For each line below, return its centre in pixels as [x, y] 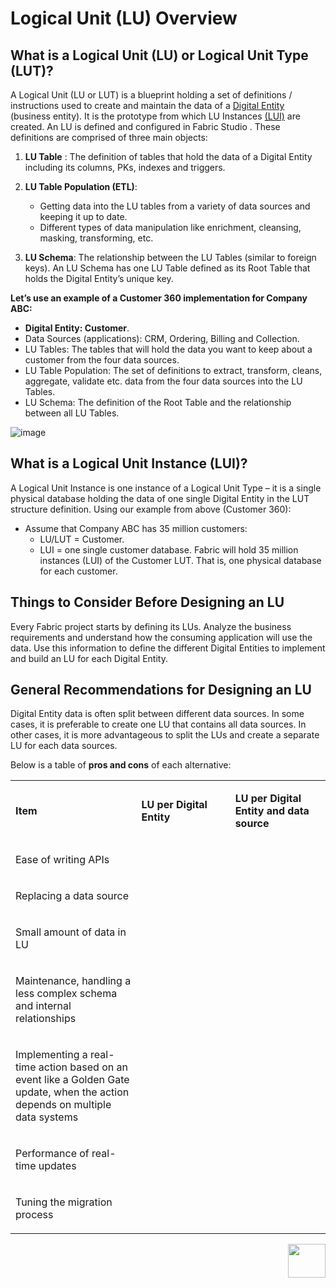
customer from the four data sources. [102, 360]
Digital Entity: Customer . [77, 328]
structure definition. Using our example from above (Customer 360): [151, 509]
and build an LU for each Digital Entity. [89, 658]
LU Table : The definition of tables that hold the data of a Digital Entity [168, 156]
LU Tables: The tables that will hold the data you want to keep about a [168, 349]
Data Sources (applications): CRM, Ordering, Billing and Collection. [162, 338]
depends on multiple [63, 1105]
